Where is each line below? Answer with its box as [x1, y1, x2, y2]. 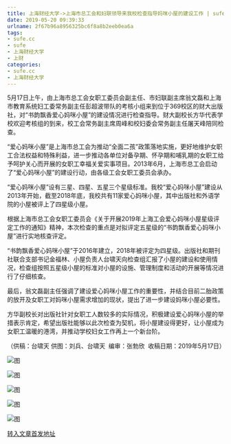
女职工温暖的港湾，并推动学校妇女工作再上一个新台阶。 [7, 327, 164, 335]
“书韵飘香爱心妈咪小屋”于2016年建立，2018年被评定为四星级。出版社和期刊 [7, 247, 221, 255]
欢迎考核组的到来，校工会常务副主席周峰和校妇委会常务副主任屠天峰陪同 [12, 120, 218, 128]
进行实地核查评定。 [16, 232, 71, 241]
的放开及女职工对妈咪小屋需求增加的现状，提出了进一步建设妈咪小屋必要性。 [7, 296, 224, 304]
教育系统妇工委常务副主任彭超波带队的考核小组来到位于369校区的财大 [12, 102, 212, 111]
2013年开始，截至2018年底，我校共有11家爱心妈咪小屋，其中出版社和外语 [7, 192, 214, 200]
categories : [7, 61, 41, 68]
